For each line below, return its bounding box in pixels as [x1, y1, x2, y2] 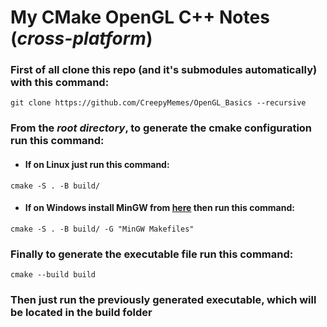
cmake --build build [10, 270, 97, 280]
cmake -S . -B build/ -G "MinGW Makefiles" [10, 224, 195, 234]
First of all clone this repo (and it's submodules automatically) [10, 63, 318, 77]
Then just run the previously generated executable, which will [10, 293, 317, 307]
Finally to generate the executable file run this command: [10, 247, 294, 261]
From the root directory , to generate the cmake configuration [10, 121, 313, 135]
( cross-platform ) [10, 27, 153, 50]
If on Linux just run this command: [24, 159, 170, 170]
